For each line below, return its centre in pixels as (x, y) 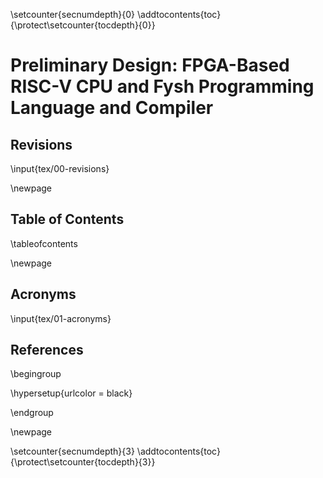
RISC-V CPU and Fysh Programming (162, 86)
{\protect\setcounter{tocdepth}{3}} (83, 462)
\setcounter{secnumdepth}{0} (73, 14)
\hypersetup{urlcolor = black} (71, 393)
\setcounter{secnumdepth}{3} (72, 451)
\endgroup (32, 413)
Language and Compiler (112, 108)
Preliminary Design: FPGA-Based (150, 65)
